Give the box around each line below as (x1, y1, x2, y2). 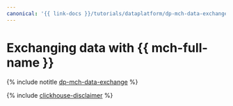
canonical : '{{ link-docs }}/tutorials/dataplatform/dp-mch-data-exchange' (6, 10, 231, 17)
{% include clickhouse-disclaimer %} (6, 91, 113, 99)
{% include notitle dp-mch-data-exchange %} (6, 78, 138, 86)
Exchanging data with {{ (6, 39, 149, 55)
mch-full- (151, 39, 208, 55)
